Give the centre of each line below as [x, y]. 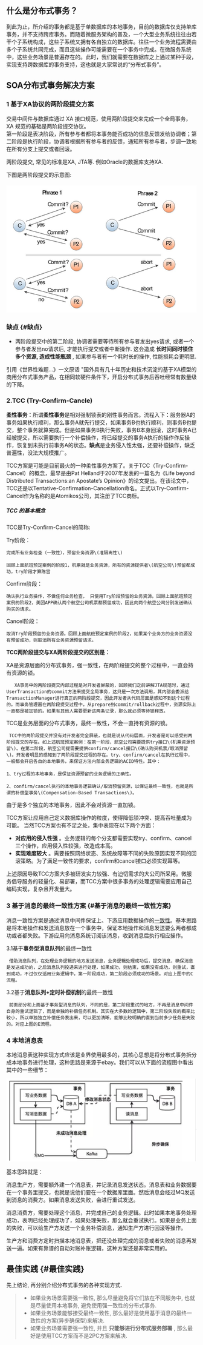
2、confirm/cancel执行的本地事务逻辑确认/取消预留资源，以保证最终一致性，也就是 [98, 786]
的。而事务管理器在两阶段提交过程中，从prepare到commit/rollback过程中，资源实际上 [101, 705]
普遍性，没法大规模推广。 [38, 453]
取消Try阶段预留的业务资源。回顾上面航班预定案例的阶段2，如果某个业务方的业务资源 [97, 634]
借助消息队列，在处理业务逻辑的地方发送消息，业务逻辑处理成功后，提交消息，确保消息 [101, 961]
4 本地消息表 [25, 1040]
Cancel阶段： [23, 621]
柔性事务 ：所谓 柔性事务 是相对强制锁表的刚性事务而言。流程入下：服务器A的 [101, 414]
